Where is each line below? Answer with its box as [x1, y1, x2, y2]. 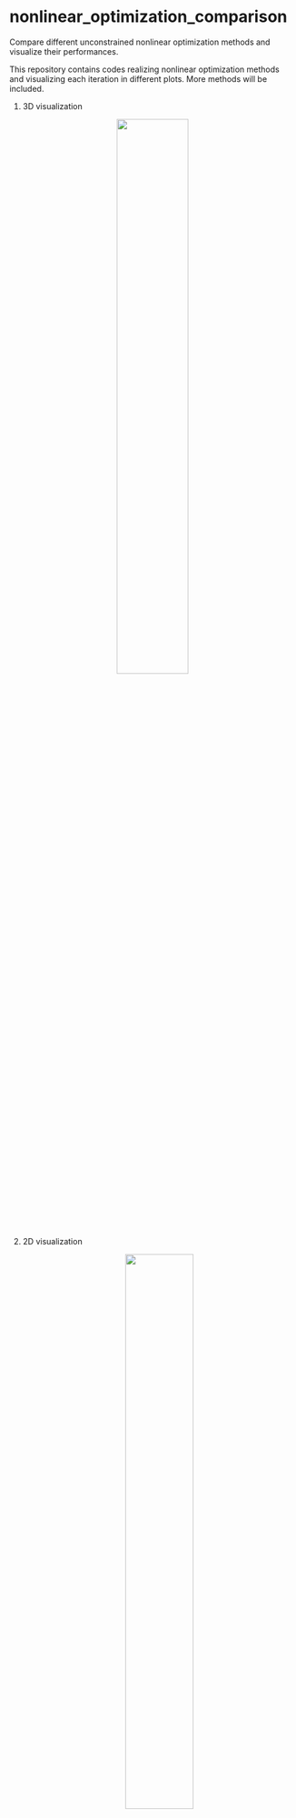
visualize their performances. [9, 46, 119, 56]
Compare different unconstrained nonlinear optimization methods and [9, 36, 271, 47]
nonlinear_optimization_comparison [9, 6, 288, 27]
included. [9, 83, 44, 94]
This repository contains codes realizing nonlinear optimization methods [9, 64, 280, 75]
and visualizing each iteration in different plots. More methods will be [9, 73, 268, 84]
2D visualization [22, 1235, 84, 1246]
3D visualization [22, 100, 84, 111]
